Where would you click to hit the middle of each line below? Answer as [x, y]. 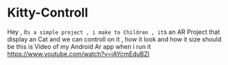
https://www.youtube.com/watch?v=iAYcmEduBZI [78, 54]
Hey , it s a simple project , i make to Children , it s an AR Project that [114, 32]
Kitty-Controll [48, 13]
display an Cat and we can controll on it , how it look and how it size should [114, 39]
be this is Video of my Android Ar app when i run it [79, 46]
